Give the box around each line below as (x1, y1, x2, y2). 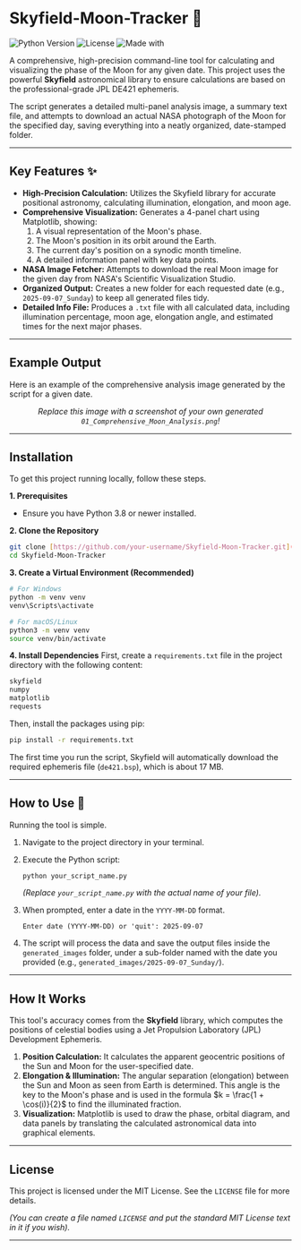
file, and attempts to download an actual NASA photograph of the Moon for (9, 110, 287, 121)
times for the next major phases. (21, 321, 142, 331)
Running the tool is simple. (9, 819, 107, 830)
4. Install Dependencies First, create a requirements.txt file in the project (9, 650, 283, 661)
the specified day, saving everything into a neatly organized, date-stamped (9, 120, 287, 131)
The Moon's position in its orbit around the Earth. (35, 235, 217, 245)
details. (9, 1195, 37, 1206)
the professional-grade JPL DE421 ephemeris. (9, 83, 180, 94)
